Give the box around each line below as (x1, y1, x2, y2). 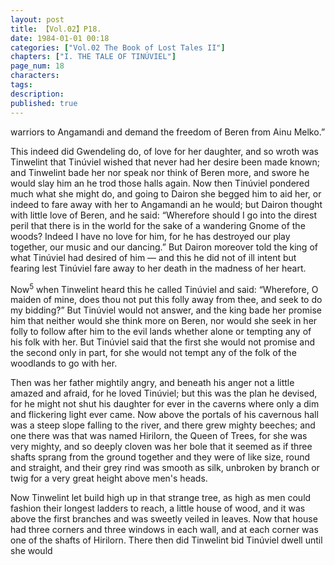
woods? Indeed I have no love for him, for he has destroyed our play (10, 230, 291, 242)
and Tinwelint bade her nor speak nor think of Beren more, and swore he (10, 166, 310, 178)
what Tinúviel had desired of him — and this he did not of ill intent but (10, 251, 297, 263)
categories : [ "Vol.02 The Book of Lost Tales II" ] (10, 42, 226, 53)
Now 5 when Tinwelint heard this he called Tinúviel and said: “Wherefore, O (10, 281, 319, 295)
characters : (10, 71, 60, 81)
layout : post (10, 14, 65, 25)
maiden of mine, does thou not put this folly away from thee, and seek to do (10, 294, 323, 306)
